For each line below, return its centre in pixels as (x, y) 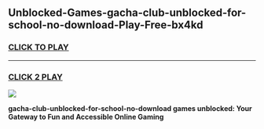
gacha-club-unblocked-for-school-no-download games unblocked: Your (130, 108)
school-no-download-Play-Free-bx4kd (106, 25)
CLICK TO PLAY (38, 48)
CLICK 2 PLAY (35, 77)
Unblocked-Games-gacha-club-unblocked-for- (127, 13)
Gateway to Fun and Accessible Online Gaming (86, 116)
